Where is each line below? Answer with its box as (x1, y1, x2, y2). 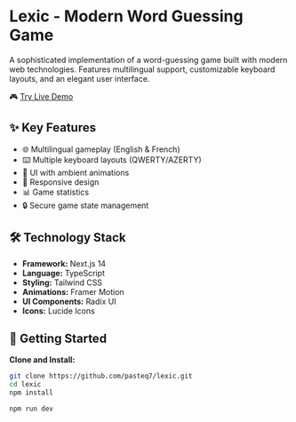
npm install (9, 388, 53, 397)
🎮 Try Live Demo (9, 91, 74, 101)
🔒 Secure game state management (21, 200, 149, 211)
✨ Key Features (9, 120, 96, 135)
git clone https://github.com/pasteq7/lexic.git (9, 371, 193, 381)
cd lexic (9, 380, 42, 389)
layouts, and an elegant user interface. (9, 73, 150, 84)
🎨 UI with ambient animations (21, 167, 130, 178)
